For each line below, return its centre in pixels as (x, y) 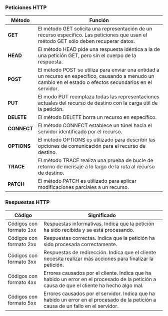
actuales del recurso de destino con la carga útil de (98, 103)
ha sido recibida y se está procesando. (89, 230)
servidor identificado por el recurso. (80, 132)
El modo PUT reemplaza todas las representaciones (98, 97)
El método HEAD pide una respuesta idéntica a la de (99, 49)
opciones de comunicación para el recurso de (92, 146)
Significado (102, 215)
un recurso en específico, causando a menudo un (96, 76)
